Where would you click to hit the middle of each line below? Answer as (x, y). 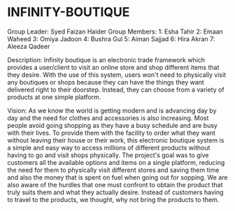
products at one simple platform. (54, 97)
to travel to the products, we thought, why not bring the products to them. (113, 199)
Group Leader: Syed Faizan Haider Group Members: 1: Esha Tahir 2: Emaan (115, 31)
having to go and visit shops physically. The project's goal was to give (108, 155)
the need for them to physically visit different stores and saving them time (113, 170)
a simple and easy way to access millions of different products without (109, 147)
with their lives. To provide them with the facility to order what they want (111, 133)
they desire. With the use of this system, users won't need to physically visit (116, 75)
